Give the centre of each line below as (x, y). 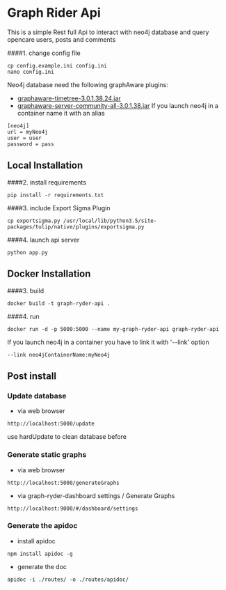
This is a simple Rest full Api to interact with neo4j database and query (108, 32)
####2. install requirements (47, 182)
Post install (32, 376)
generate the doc (42, 566)
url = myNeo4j (28, 132)
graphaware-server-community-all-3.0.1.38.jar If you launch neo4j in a (118, 105)
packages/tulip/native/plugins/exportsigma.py (76, 227)
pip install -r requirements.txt (56, 195)
